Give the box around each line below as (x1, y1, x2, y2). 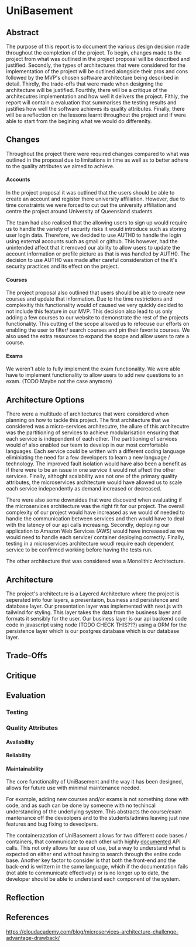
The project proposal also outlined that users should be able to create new (6, 289, 185, 297)
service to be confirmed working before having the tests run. (6, 546, 153, 553)
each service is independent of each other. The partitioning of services (6, 435, 177, 442)
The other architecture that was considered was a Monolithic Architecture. (6, 558, 185, 565)
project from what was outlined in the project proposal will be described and (6, 56, 190, 62)
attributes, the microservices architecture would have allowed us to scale (6, 479, 183, 486)
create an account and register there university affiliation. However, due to (6, 195, 185, 203)
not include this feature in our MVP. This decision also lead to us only (6, 308, 173, 315)
